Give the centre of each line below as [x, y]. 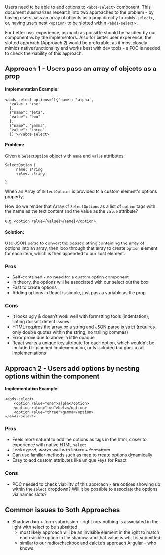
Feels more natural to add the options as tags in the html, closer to [79, 439]
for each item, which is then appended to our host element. [65, 254]
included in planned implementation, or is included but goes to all [78, 347]
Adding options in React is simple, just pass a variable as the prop [79, 293]
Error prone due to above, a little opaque [53, 337]
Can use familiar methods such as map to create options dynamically [82, 455]
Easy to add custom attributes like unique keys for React [69, 460]
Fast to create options [34, 287]
